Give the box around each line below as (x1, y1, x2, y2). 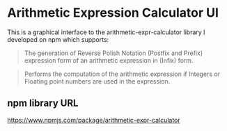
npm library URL (7, 98, 79, 109)
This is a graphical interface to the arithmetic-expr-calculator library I (7, 28, 205, 36)
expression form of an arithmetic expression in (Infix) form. (24, 56, 194, 64)
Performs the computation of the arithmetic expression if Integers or (24, 70, 221, 78)
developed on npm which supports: (7, 35, 109, 43)
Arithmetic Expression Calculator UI (7, 5, 219, 21)
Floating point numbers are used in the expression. (24, 77, 171, 85)
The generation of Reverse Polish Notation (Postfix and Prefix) (24, 49, 203, 57)
